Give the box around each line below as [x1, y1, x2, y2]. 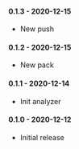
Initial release [19, 132, 64, 142]
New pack [19, 60, 54, 70]
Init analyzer [19, 96, 62, 106]
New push [19, 24, 55, 34]
